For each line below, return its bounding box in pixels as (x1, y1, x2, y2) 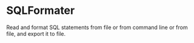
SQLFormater (6, 4, 75, 18)
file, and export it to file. (6, 30, 66, 37)
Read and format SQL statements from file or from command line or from (6, 24, 188, 31)
